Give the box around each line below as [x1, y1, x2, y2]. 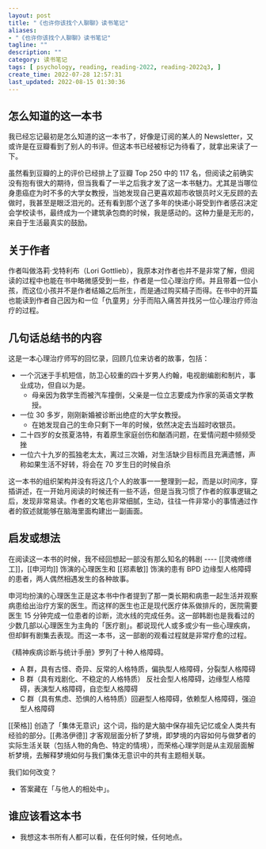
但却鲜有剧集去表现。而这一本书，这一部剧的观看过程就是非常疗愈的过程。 [8, 630, 251, 640]
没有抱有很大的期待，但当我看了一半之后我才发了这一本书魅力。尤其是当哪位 [8, 178, 258, 188]
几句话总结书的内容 [8, 331, 102, 345]
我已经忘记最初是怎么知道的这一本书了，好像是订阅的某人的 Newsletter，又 [8, 132, 254, 141]
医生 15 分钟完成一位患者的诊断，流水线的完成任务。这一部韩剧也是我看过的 [8, 610, 255, 620]
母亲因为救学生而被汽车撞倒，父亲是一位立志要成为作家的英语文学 [31, 390, 247, 400]
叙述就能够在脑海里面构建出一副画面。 [21, 506, 147, 515]
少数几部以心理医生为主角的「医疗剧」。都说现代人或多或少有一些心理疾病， [8, 620, 255, 630]
